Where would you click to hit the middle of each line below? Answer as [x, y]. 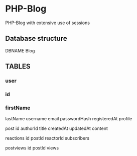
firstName [18, 108]
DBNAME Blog [20, 50]
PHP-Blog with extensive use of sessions [48, 23]
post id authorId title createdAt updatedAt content [56, 128]
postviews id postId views [32, 148]
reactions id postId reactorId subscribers [47, 138]
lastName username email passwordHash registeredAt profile [69, 119]
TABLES [18, 67]
